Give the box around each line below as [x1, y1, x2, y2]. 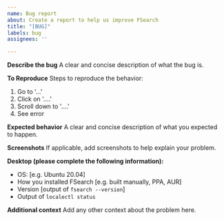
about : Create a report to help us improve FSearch [7, 17, 159, 23]
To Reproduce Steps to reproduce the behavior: [7, 74, 143, 83]
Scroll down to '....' [17, 102, 70, 110]
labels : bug [7, 29, 41, 37]
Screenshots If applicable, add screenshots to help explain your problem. [7, 144, 216, 152]
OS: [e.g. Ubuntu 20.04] [17, 171, 86, 179]
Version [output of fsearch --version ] [17, 185, 125, 193]
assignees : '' [7, 36, 48, 43]
